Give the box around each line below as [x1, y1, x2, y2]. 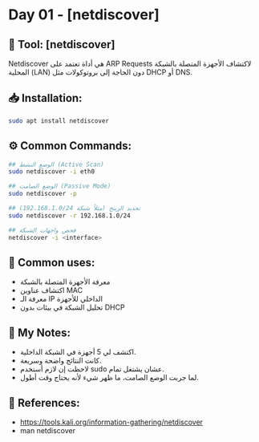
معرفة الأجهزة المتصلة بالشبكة [19, 277, 111, 286]
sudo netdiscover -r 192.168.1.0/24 [8, 211, 131, 220]
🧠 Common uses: [8, 255, 95, 270]
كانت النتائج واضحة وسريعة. [19, 355, 102, 366]
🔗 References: [8, 395, 80, 410]
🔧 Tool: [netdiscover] [8, 38, 115, 51]
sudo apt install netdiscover [8, 116, 110, 125]
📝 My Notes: [8, 326, 71, 339]
